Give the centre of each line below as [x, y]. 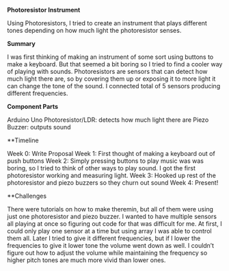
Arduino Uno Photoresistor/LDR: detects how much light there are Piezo [108, 120]
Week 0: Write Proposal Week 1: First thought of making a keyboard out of [111, 154]
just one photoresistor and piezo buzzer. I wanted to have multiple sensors [112, 216]
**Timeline [23, 140]
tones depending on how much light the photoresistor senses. [94, 30]
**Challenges [27, 196]
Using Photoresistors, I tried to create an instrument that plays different [107, 23]
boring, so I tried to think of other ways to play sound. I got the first [102, 168]
